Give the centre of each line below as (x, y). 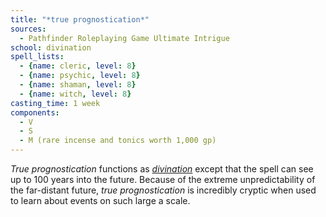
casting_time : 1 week (55, 103)
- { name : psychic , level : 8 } (80, 76)
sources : (28, 29)
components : (35, 112)
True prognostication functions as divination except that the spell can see (162, 169)
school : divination (51, 47)
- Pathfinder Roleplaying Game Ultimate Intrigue (124, 38)
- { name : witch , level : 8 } (75, 94)
